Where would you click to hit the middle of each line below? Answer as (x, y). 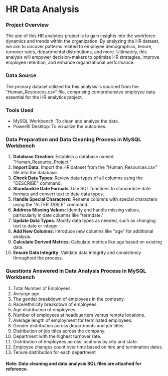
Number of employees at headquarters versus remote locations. (79, 315)
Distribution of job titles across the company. (59, 331)
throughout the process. (38, 258)
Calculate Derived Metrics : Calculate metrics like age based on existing (88, 242)
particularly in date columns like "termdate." (58, 215)
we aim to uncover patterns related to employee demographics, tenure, (79, 47)
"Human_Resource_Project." (42, 162)
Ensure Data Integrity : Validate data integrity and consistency (77, 253)
